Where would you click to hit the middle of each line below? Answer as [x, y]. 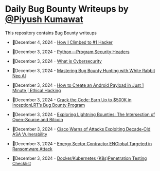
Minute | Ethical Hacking [36, 90]
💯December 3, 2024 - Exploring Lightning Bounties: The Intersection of [83, 114]
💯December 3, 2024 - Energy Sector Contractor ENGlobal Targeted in [82, 143]
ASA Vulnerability [30, 134]
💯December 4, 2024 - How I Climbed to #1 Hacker [62, 42]
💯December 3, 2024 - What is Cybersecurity [57, 61]
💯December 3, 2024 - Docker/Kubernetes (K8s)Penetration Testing [80, 158]
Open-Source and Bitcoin [37, 119]
